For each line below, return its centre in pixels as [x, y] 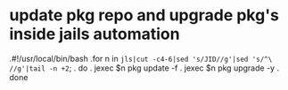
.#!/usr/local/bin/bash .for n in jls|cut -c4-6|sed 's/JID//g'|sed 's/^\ [141, 58]
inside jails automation [95, 34]
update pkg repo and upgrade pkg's [144, 15]
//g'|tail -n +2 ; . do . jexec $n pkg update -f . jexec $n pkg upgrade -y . [144, 68]
